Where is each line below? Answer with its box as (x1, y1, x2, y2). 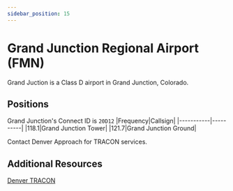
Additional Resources (7, 158, 103, 169)
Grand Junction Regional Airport (7, 40, 200, 56)
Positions (7, 98, 49, 110)
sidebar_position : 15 (7, 10, 70, 17)
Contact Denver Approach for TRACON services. (7, 137, 148, 146)
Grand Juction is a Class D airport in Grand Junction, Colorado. (7, 78, 189, 86)
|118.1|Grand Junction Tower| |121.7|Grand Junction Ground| (24, 124, 197, 132)
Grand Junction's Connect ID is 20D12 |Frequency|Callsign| (7, 116, 176, 125)
